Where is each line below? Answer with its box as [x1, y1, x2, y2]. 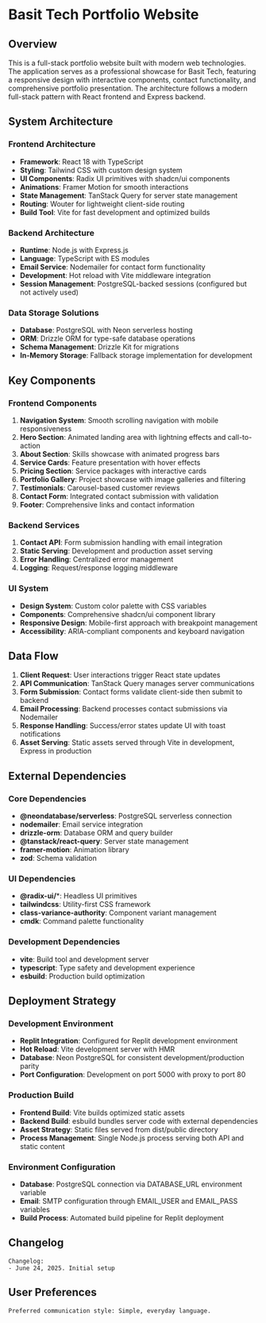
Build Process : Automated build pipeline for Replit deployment [19, 1213, 224, 1222]
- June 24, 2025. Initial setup [8, 1264, 115, 1272]
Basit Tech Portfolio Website [8, 6, 199, 24]
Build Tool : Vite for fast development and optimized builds [19, 207, 210, 217]
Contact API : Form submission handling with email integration [19, 538, 223, 547]
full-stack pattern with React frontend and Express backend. [8, 92, 206, 101]
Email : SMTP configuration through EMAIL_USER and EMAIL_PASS [19, 1196, 238, 1205]
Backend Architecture [8, 227, 95, 238]
